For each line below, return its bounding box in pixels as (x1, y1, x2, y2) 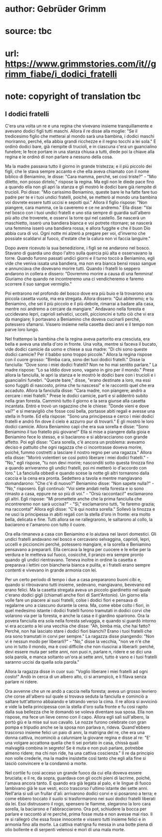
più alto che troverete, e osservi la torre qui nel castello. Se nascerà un (5, 215, 146, 220)
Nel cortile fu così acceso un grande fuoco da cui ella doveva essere (5, 770, 142, 775)
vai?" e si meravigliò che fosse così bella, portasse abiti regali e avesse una (5, 408, 155, 414)
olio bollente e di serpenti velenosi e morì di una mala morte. (5, 826, 125, 832)
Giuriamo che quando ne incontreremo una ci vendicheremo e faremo (5, 276, 144, 282)
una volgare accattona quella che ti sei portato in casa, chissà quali (5, 739, 139, 746)
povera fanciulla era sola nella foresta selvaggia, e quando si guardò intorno (5, 618, 156, 623)
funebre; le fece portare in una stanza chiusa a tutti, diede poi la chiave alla (5, 149, 155, 154)
